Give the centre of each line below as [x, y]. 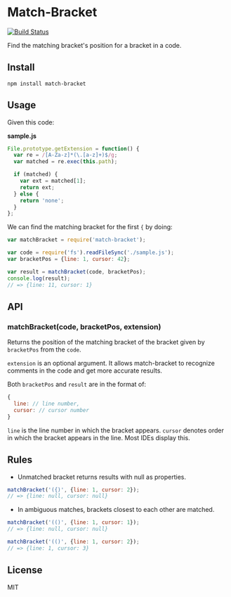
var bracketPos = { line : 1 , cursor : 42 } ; [69, 259]
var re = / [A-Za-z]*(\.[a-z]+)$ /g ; [66, 155]
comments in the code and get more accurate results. [85, 371]
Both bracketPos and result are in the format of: [77, 385]
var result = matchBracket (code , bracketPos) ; [77, 271]
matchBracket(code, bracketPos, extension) [84, 326]
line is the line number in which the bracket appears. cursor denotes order [116, 430]
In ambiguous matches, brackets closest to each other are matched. [116, 510]
